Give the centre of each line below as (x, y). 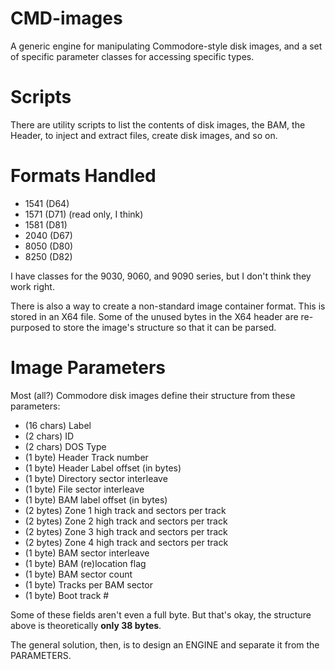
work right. (32, 286)
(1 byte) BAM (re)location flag (85, 563)
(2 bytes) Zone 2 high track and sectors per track (126, 521)
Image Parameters (88, 368)
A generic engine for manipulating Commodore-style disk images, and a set (166, 46)
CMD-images (66, 18)
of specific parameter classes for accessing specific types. (132, 56)
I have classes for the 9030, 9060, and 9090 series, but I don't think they (161, 276)
